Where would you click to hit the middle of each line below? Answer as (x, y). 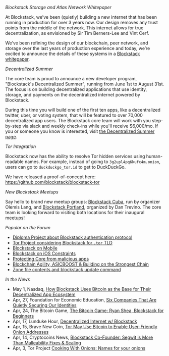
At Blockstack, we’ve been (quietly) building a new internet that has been (81, 17)
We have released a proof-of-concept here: (50, 177)
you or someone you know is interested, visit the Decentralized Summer (80, 131)
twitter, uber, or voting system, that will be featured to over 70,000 (74, 115)
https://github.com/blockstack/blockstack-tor (52, 182)
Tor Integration (21, 146)
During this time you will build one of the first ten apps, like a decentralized (83, 110)
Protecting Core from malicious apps (51, 259)
